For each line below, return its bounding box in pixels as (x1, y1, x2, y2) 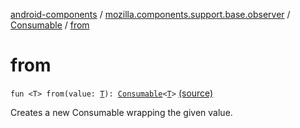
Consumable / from (10, 19, 90, 31)
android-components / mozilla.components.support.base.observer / (10, 9, 291, 20)
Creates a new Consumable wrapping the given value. (10, 106, 233, 118)
